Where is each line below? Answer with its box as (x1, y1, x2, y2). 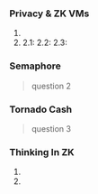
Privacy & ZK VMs (9, 7, 90, 20)
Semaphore (9, 60, 61, 72)
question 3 (31, 123, 72, 134)
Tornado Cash (9, 103, 73, 115)
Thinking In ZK (9, 145, 75, 158)
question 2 (31, 80, 72, 91)
